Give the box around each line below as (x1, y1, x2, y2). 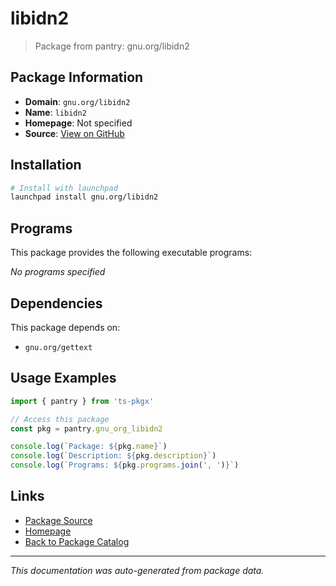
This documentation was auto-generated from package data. (10, 564, 265, 576)
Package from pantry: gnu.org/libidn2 (34, 40, 190, 52)
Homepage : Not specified (24, 117, 133, 129)
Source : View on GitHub (24, 127, 125, 139)
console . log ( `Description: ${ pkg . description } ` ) (10, 451, 217, 461)
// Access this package (10, 414, 110, 424)
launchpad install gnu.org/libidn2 (10, 192, 159, 202)
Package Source (24, 514, 93, 526)
